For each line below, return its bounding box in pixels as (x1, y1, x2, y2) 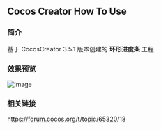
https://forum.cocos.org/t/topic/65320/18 (7, 115, 126, 124)
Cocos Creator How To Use (7, 6, 127, 17)
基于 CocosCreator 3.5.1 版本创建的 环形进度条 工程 (7, 44, 155, 53)
